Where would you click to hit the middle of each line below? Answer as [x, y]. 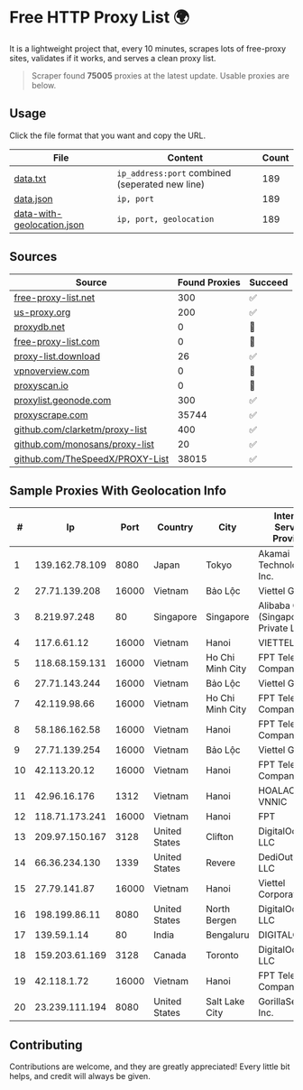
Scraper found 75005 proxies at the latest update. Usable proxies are [161, 75]
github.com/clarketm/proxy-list [80, 430]
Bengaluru [228, 935]
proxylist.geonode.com [63, 400]
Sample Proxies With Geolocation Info [118, 490]
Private [273, 628]
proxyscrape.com [51, 414]
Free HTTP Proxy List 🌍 [100, 18]
